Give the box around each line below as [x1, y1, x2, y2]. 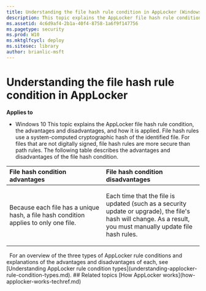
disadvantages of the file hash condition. [15, 153, 118, 160]
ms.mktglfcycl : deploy [6, 37, 64, 43]
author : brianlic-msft [6, 49, 64, 55]
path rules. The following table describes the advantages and [15, 146, 170, 154]
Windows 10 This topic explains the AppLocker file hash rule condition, [15, 120, 194, 127]
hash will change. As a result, [106, 214, 190, 223]
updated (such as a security [106, 199, 187, 208]
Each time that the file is [106, 191, 175, 200]
